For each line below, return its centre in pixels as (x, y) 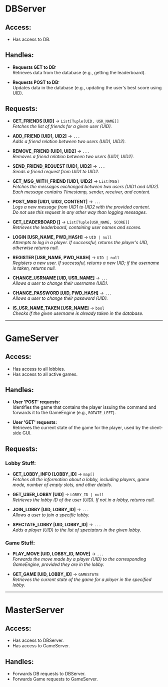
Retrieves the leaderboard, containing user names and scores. (77, 227)
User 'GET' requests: (35, 422)
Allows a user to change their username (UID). (60, 283)
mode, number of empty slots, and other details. (62, 485)
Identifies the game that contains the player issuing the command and (84, 407)
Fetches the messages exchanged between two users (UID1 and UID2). (86, 186)
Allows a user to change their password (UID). (60, 298)
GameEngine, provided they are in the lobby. (58, 564)
